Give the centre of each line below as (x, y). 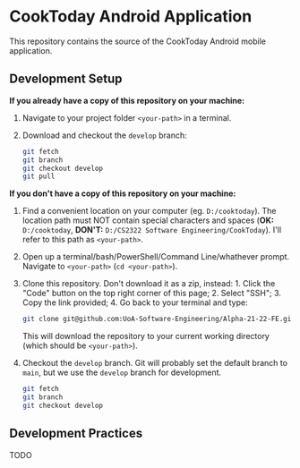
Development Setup (66, 79)
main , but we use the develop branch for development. (122, 372)
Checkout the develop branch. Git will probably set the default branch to (155, 363)
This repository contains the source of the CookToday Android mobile (138, 41)
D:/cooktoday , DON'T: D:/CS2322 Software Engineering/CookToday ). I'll (152, 230)
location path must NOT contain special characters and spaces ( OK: (148, 220)
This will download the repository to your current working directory (146, 336)
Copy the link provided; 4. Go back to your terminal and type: (135, 302)
